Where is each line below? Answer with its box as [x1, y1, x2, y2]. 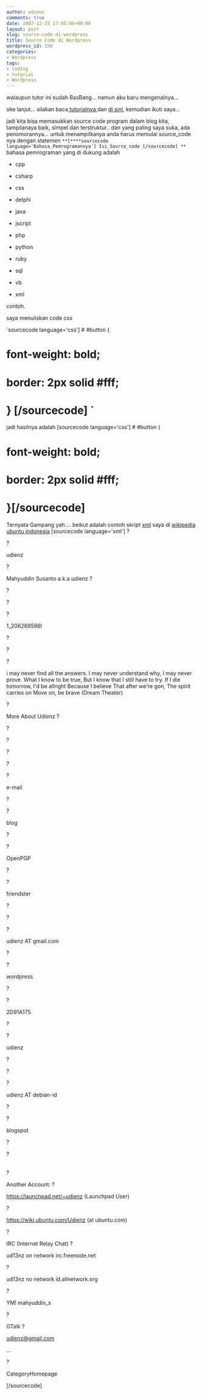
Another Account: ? [6, 1181, 55, 1188]
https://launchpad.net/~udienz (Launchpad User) [6, 1192, 130, 1200]
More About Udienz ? [6, 712, 60, 720]
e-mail [6, 783, 23, 791]
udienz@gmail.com [6, 1335, 55, 1342]
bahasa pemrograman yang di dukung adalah [6, 149, 120, 156]
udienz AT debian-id [6, 1091, 58, 1098]
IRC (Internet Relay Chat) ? [6, 1240, 73, 1247]
